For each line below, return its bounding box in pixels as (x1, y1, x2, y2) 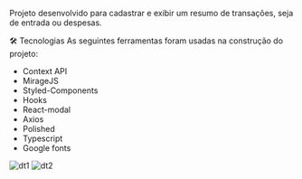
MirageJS (22, 76, 59, 86)
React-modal (22, 104, 71, 115)
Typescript (22, 133, 63, 144)
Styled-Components (22, 85, 99, 96)
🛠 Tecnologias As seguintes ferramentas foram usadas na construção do (9, 35, 283, 46)
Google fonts (22, 143, 71, 153)
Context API (22, 66, 68, 76)
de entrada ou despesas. (9, 17, 102, 28)
